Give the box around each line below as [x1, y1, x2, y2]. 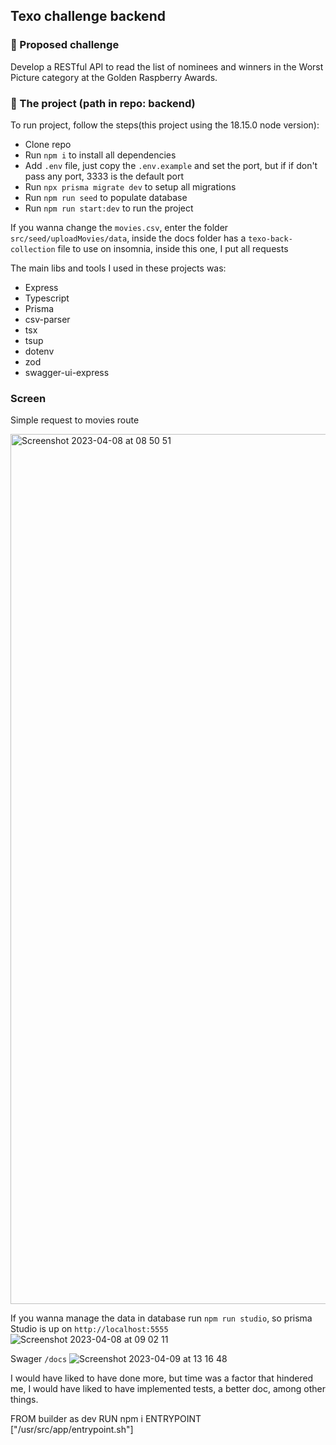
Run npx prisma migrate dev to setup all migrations [24, 180, 237, 193]
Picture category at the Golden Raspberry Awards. [10, 71, 218, 83]
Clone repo [24, 138, 72, 150]
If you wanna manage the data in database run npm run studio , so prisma [10, 1312, 313, 1324]
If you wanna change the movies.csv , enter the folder [10, 221, 229, 233]
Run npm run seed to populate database [24, 191, 188, 203]
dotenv [24, 345, 55, 357]
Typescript [24, 292, 70, 304]
